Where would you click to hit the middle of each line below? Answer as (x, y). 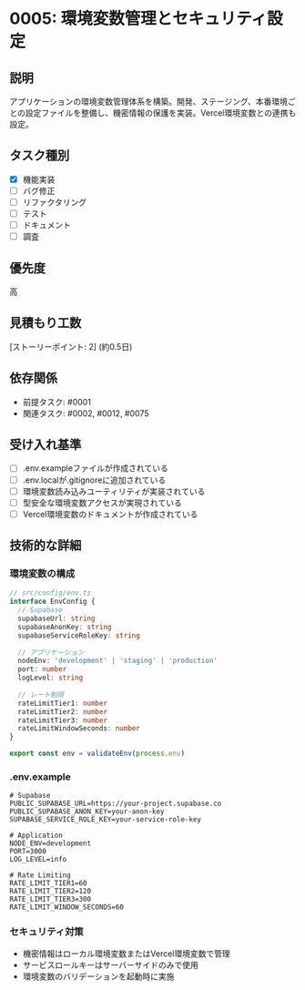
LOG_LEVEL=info (38, 860)
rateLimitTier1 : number (62, 703)
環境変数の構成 (42, 574)
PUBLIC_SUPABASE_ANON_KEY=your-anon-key (87, 811)
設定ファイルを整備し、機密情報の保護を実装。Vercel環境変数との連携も (161, 113)
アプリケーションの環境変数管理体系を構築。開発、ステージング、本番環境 (149, 102)
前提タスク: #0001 (56, 402)
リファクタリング (55, 202)
